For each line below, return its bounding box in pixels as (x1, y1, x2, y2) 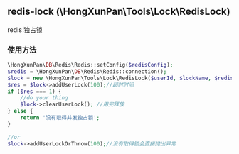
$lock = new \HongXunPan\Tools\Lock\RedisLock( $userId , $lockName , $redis (7, 75, 234, 82)
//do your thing (20, 94, 69, 101)
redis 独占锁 (7, 25, 43, 34)
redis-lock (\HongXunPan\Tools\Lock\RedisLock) (7, 6, 230, 18)
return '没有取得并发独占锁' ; (20, 114, 100, 121)
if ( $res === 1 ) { (7, 88, 62, 95)
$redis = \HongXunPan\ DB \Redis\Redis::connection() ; (7, 67, 167, 75)
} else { (7, 108, 33, 115)
